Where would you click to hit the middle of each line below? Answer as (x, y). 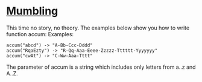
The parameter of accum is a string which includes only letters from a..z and (101, 67)
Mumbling (32, 11)
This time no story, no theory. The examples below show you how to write (98, 28)
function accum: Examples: (40, 34)
